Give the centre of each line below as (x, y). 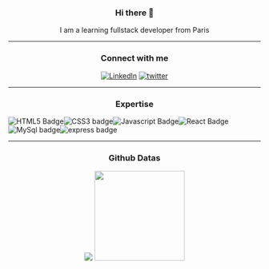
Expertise (134, 104)
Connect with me (134, 58)
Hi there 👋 (134, 13)
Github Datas (134, 157)
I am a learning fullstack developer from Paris (134, 30)
